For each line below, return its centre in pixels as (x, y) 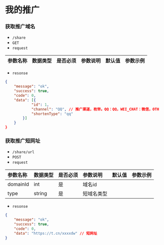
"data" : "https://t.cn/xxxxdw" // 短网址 (56, 233)
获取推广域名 (20, 26)
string (40, 194)
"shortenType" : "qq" (52, 114)
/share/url (23, 152)
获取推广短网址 (23, 141)
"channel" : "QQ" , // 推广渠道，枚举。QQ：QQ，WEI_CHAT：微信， (92, 109)
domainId (18, 184)
